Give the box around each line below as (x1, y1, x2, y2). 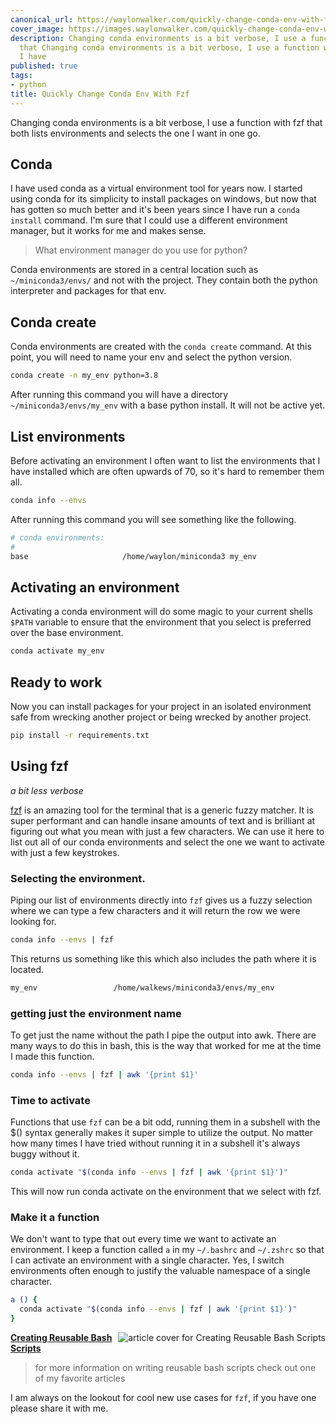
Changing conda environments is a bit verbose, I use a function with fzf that (10, 116, 323, 128)
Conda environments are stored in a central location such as (10, 264, 259, 276)
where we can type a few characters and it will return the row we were (10, 904, 301, 916)
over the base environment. (10, 627, 124, 639)
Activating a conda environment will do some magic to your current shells (10, 606, 313, 618)
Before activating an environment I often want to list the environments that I (10, 454, 321, 466)
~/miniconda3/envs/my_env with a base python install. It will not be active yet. (10, 399, 326, 411)
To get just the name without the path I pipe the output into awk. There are (10, 1029, 317, 1041)
